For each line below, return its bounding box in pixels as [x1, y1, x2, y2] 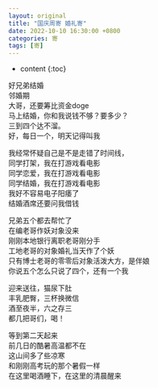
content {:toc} [19, 64, 67, 73]
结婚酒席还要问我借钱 [8, 198, 79, 208]
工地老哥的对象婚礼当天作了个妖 [8, 246, 114, 256]
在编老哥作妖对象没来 [8, 226, 79, 236]
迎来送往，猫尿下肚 [8, 283, 73, 293]
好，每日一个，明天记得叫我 [8, 131, 101, 141]
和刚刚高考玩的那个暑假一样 [8, 361, 101, 371]
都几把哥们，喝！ [8, 314, 65, 323]
